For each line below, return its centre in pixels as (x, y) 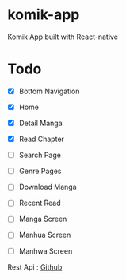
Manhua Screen (45, 235)
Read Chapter (42, 139)
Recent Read (40, 203)
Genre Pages (40, 171)
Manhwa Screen (46, 251)
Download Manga (48, 187)
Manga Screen (43, 219)
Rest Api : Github (35, 267)
